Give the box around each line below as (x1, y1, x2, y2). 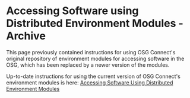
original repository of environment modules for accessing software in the (6, 55, 185, 62)
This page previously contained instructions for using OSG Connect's (6, 48, 176, 55)
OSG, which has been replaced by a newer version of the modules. (6, 61, 170, 68)
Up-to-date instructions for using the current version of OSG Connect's (6, 73, 181, 80)
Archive (6, 30, 46, 43)
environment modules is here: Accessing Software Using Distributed (6, 79, 173, 86)
